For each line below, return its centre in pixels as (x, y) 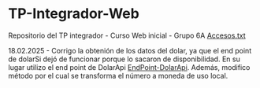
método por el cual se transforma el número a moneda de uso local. (118, 75)
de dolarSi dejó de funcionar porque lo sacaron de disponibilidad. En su (124, 59)
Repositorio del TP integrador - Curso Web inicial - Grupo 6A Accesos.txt (127, 35)
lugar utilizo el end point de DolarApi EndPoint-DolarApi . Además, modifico (129, 67)
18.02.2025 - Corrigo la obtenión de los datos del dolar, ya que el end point (130, 50)
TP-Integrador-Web (74, 14)
